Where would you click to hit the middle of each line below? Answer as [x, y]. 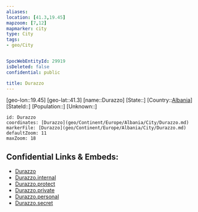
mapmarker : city [26, 28]
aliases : [17, 12]
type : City [20, 34]
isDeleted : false [28, 66]
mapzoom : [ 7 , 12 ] [26, 23]
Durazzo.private [35, 190]
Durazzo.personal [37, 197]
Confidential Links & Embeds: [62, 157]
